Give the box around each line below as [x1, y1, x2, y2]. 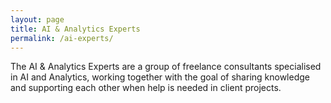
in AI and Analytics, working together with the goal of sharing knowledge [10, 71, 310, 83]
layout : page [10, 14, 65, 25]
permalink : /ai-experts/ [10, 33, 114, 43]
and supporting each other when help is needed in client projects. [10, 82, 282, 94]
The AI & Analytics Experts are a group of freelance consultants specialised [10, 61, 322, 73]
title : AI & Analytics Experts [10, 24, 141, 34]
